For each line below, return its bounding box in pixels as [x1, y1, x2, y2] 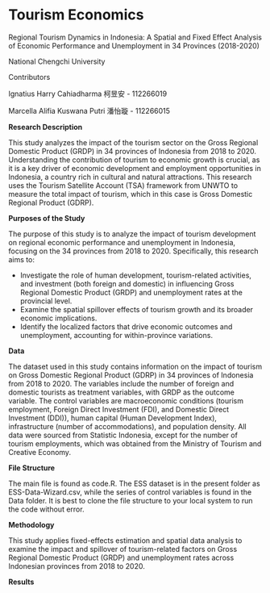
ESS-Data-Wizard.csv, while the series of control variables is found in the [8, 487, 252, 497]
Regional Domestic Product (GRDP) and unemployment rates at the [19, 287, 243, 297]
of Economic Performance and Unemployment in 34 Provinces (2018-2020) [8, 40, 260, 50]
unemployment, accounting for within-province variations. [19, 330, 214, 340]
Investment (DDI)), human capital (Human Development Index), [8, 413, 218, 423]
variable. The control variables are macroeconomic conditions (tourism [8, 395, 244, 405]
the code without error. [8, 504, 85, 514]
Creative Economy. [8, 447, 71, 457]
